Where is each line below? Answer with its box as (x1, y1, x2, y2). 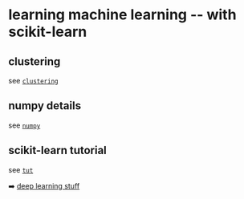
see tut (8, 164, 34, 174)
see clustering (8, 76, 59, 85)
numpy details (8, 99, 82, 113)
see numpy (8, 120, 41, 130)
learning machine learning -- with (8, 6, 237, 24)
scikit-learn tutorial (8, 144, 107, 157)
